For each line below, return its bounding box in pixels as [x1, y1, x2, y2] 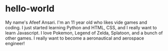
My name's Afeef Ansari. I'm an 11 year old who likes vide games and [5, 19, 147, 25]
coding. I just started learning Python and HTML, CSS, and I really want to [5, 24, 157, 30]
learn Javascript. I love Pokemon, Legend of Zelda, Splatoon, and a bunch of [5, 30, 163, 36]
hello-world [5, 3, 55, 14]
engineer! [5, 40, 25, 46]
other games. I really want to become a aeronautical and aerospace [5, 35, 144, 41]
